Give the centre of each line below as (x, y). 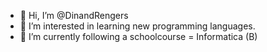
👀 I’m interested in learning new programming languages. (137, 26)
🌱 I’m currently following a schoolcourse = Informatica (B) (138, 36)
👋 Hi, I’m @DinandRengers (74, 15)
